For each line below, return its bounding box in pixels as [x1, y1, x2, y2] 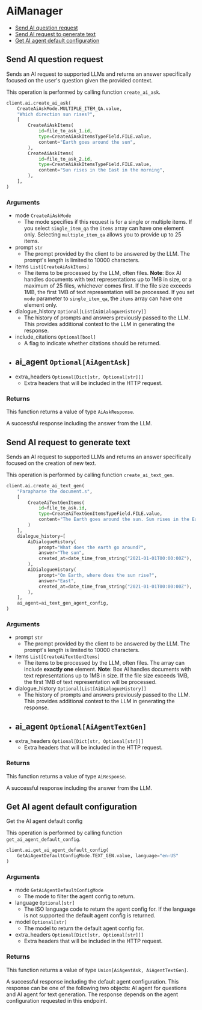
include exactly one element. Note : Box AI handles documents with [23, 666, 191, 673]
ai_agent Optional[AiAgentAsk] [14, 357, 131, 368]
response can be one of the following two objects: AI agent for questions [6, 984, 187, 991]
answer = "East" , [38, 577, 77, 584]
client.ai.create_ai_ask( [6, 100, 71, 106]
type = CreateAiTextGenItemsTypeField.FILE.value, [38, 511, 163, 517]
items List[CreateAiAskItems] [14, 263, 90, 270]
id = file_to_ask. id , [38, 505, 87, 511]
